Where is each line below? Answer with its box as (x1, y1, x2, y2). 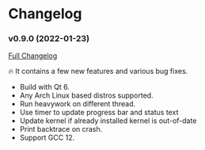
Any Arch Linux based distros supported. (19, 90, 154, 100)
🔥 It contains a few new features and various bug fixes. (8, 67, 188, 76)
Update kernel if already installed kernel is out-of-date (19, 116, 197, 125)
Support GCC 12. (19, 133, 75, 143)
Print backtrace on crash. (19, 125, 103, 134)
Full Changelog (8, 51, 58, 60)
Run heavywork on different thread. (19, 99, 136, 109)
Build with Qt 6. (19, 83, 70, 92)
